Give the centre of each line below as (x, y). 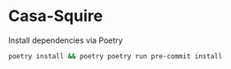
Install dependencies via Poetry (65, 40)
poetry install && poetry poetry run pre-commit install (115, 56)
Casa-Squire (56, 16)
